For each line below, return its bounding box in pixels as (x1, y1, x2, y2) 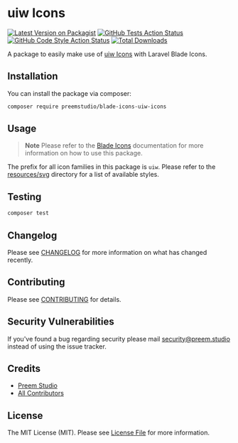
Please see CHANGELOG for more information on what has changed (7, 248, 207, 256)
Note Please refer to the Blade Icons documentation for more (24, 141, 204, 150)
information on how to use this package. (24, 149, 144, 158)
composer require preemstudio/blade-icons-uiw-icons (7, 103, 167, 110)
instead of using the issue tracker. (7, 342, 107, 351)
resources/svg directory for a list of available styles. (7, 170, 160, 179)
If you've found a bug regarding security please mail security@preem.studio (7, 334, 231, 343)
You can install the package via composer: (7, 89, 131, 97)
